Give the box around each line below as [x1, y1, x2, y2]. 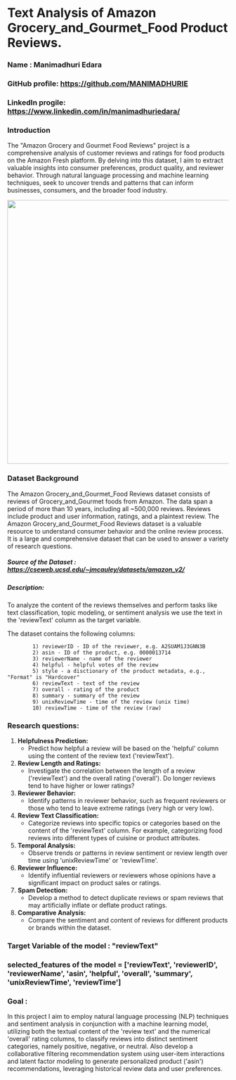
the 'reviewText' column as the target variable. [7, 615, 142, 624]
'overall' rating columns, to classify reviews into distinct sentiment [7, 1035, 198, 1043]
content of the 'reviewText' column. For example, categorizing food [27, 826, 223, 835]
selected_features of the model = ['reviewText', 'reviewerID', [7, 960, 218, 970]
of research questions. [7, 541, 72, 550]
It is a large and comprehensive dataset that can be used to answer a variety [7, 534, 229, 543]
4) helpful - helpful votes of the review [32, 661, 159, 669]
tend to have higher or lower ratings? [27, 782, 135, 790]
